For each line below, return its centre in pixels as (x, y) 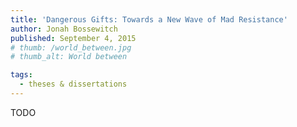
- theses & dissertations (73, 84)
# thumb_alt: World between (69, 57)
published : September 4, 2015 (73, 38)
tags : (21, 75)
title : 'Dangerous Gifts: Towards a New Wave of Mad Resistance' (149, 19)
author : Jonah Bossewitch (64, 29)
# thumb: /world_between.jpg (71, 47)
